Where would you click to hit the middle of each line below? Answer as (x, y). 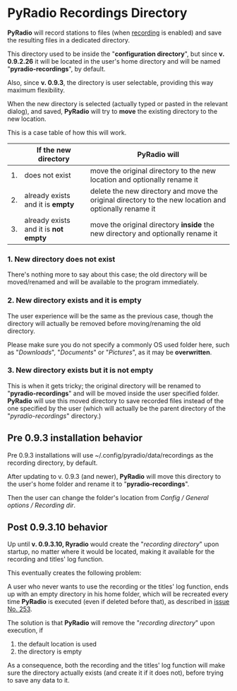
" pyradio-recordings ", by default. (56, 69)
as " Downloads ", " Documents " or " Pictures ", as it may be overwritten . (110, 352)
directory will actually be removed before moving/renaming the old (104, 323)
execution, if (25, 630)
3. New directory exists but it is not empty (80, 371)
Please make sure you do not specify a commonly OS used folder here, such (119, 344)
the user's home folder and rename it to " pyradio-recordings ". (98, 484)
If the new (54, 150)
